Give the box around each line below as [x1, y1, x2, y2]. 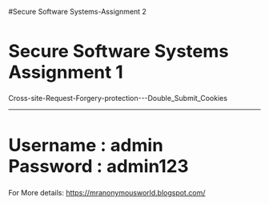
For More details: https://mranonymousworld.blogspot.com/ [8, 187, 206, 197]
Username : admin [8, 134, 164, 156]
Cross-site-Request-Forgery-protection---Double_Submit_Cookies [8, 94, 228, 103]
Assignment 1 [8, 61, 124, 82]
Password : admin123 [8, 155, 190, 177]
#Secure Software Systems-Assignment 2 [8, 7, 147, 16]
